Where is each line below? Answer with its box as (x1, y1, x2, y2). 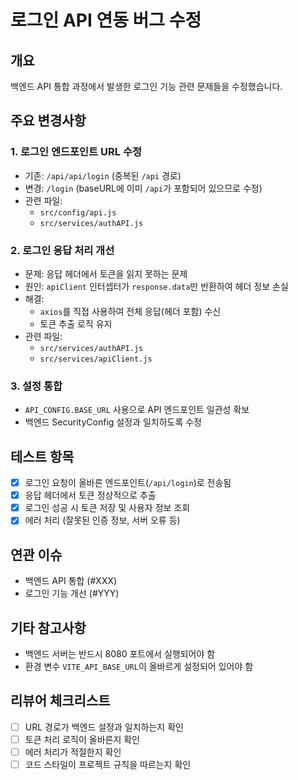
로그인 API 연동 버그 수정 (10, 9, 202, 32)
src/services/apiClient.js (39, 354, 153, 364)
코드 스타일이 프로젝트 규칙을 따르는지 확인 (24, 758, 192, 770)
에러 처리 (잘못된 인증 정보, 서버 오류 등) (24, 514, 181, 526)
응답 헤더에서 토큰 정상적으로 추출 (24, 489, 157, 501)
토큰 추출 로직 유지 (39, 317, 113, 330)
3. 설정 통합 (10, 379, 63, 393)
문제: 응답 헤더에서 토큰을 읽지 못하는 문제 (24, 267, 188, 280)
